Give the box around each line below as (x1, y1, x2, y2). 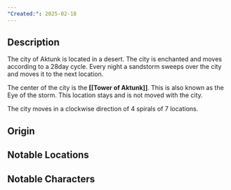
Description (7, 37, 60, 49)
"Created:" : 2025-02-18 (7, 10, 77, 18)
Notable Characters (7, 173, 95, 185)
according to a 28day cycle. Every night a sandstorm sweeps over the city (7, 63, 222, 71)
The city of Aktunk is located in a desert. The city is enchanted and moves (7, 55, 223, 63)
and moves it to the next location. (7, 70, 104, 78)
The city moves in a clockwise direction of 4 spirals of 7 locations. (7, 105, 199, 113)
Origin (7, 125, 35, 137)
